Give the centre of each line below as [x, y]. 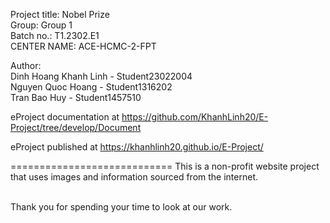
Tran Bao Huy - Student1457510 [76, 97]
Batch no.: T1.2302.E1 [55, 35]
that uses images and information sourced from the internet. [134, 177]
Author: [26, 65]
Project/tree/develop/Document [76, 127]
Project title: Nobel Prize [60, 14]
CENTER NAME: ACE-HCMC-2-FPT [83, 46]
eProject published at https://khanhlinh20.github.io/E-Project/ [137, 147]
